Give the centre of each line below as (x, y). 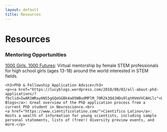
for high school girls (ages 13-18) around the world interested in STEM (77, 71)
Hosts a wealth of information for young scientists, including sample (81, 116)
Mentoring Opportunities (36, 54)
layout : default (22, 10)
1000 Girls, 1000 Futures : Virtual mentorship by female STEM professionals (82, 65)
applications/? (21, 94)
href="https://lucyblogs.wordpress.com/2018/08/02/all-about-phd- (88, 89)
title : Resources (23, 14)
